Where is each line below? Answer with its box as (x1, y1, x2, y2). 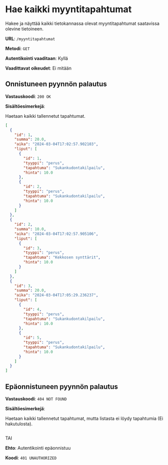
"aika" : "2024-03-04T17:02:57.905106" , (14, 231, 99, 237)
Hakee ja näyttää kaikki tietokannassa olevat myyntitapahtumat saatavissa (5, 20, 160, 26)
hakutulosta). (5, 420, 33, 427)
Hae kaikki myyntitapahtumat (5, 4, 132, 15)
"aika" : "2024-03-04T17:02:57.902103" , (14, 142, 99, 147)
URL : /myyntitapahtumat (5, 36, 56, 42)
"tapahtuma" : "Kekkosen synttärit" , (23, 255, 101, 260)
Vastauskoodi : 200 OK (5, 93, 52, 99)
